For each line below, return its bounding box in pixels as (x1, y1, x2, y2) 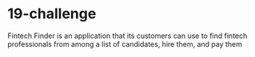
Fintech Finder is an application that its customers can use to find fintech (7, 31, 248, 40)
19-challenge (7, 5, 97, 23)
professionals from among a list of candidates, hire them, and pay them (7, 39, 243, 48)
